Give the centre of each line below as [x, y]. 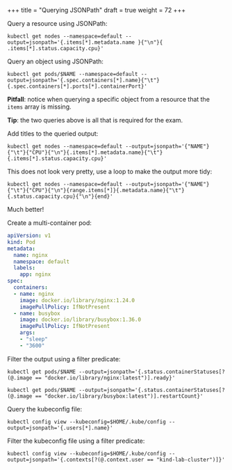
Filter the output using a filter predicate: [64, 359]
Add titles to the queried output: [53, 134]
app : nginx [35, 274]
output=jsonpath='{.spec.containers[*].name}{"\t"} [83, 80]
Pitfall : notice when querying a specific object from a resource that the [109, 99]
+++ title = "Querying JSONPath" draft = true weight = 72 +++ [97, 10]
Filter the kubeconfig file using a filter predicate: [76, 441]
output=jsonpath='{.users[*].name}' [60, 428]
